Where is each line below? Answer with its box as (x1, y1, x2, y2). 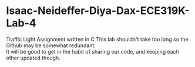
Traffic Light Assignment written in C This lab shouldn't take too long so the (6, 36, 189, 43)
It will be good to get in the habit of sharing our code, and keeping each (6, 48, 179, 55)
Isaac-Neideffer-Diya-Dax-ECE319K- (6, 4, 190, 17)
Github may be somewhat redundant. (6, 42, 96, 49)
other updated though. (6, 54, 60, 61)
